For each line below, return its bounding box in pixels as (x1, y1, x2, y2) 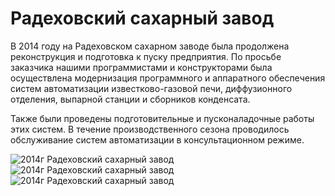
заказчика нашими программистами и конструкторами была (10, 61, 273, 73)
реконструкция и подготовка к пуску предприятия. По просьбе (10, 50, 282, 62)
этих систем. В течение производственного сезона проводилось (10, 123, 290, 135)
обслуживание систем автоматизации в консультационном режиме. (10, 133, 305, 146)
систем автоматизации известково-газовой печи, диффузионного (10, 82, 293, 94)
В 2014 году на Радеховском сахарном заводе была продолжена (10, 40, 290, 52)
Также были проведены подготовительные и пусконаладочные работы (10, 112, 315, 124)
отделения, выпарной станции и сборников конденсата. (10, 93, 251, 105)
